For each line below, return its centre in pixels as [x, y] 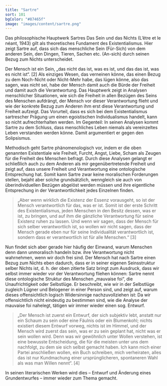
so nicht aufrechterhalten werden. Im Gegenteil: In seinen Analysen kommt [82, 122]
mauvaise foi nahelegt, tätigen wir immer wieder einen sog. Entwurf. [75, 305]
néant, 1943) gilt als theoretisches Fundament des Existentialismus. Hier [79, 44]
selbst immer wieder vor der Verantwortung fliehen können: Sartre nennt [80, 274]
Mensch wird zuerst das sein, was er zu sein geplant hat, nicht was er [89, 331]
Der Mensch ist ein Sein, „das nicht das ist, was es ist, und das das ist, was [82, 69]
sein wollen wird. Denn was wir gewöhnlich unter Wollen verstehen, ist [90, 336]
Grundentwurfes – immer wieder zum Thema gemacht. [62, 378]
